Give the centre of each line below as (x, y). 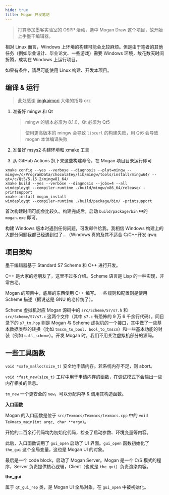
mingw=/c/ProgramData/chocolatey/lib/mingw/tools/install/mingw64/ (78, 175)
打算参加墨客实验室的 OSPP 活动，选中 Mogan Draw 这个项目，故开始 (90, 30)
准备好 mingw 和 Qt (33, 111)
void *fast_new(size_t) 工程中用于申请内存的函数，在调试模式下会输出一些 (84, 377)
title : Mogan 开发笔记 (27, 15)
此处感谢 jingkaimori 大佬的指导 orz (54, 101)
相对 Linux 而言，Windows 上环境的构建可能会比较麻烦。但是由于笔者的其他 (84, 47)
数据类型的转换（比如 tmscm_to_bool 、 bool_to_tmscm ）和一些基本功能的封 (86, 329)
